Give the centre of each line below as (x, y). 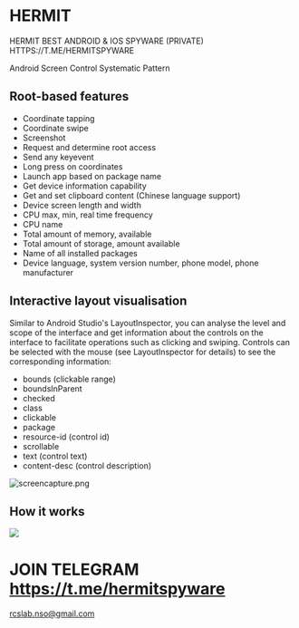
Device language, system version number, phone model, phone (140, 263)
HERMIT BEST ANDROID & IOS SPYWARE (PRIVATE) (106, 41)
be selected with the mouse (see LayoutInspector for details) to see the (143, 352)
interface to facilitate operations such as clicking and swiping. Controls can (150, 342)
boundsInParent (53, 388)
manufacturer (48, 272)
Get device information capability (84, 186)
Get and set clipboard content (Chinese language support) (131, 195)
